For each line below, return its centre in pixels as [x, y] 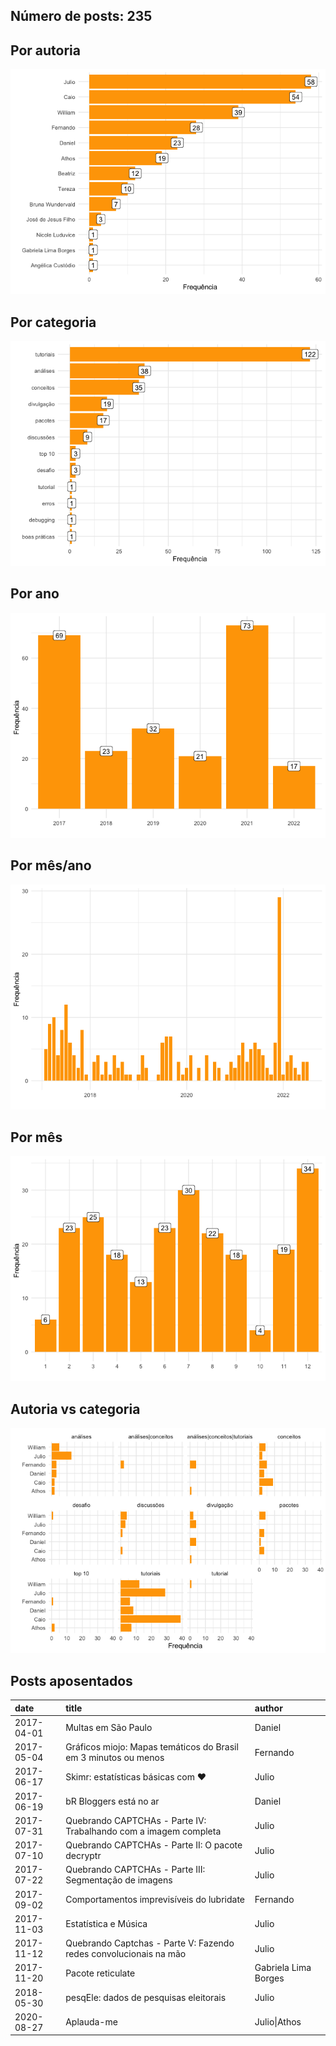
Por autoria [45, 50]
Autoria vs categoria [75, 1409]
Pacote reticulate [100, 1973]
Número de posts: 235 [81, 16]
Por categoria [53, 322]
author [268, 1708]
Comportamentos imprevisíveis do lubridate [155, 1900]
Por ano [35, 594]
